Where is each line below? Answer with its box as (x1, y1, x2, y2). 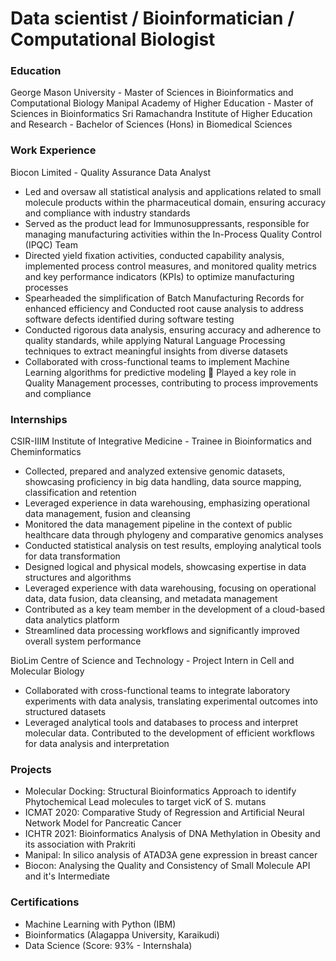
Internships (10, 412, 68, 426)
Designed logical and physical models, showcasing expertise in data (24, 561, 307, 573)
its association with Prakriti (24, 838, 136, 851)
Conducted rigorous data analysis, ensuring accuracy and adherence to (24, 323, 322, 336)
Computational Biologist (10, 28, 216, 51)
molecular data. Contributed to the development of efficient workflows (24, 727, 315, 739)
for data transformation (24, 550, 121, 562)
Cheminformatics (10, 446, 82, 458)
